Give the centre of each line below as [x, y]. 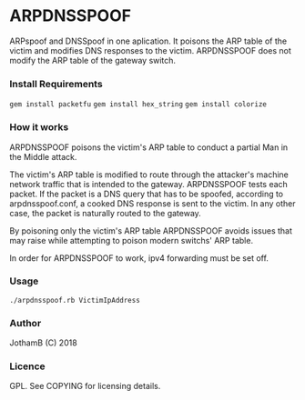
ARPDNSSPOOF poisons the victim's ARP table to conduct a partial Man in [149, 147]
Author [25, 323]
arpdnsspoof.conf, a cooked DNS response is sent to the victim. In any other [152, 203]
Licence [27, 366]
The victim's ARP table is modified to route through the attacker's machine [149, 175]
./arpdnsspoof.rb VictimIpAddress [75, 300]
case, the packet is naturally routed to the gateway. [106, 213]
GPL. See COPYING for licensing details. [85, 386]
